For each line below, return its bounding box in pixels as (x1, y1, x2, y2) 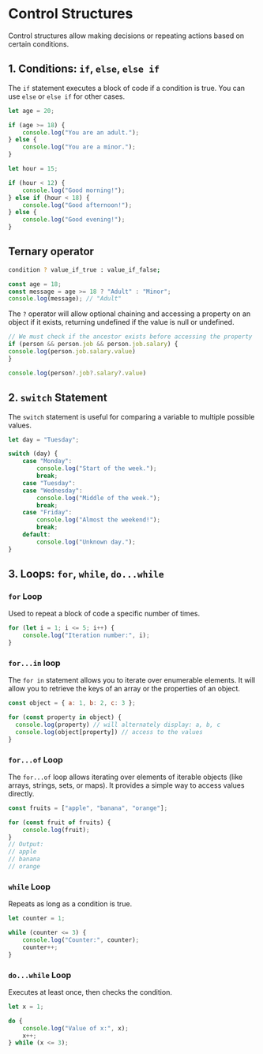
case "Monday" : (22, 457, 73, 465)
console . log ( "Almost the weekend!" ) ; (36, 516, 160, 524)
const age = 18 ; (8, 280, 62, 288)
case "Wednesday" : (22, 487, 83, 495)
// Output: (8, 841, 44, 849)
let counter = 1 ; (8, 914, 66, 923)
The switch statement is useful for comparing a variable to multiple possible (8, 412, 255, 421)
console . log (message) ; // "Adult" (8, 295, 122, 303)
